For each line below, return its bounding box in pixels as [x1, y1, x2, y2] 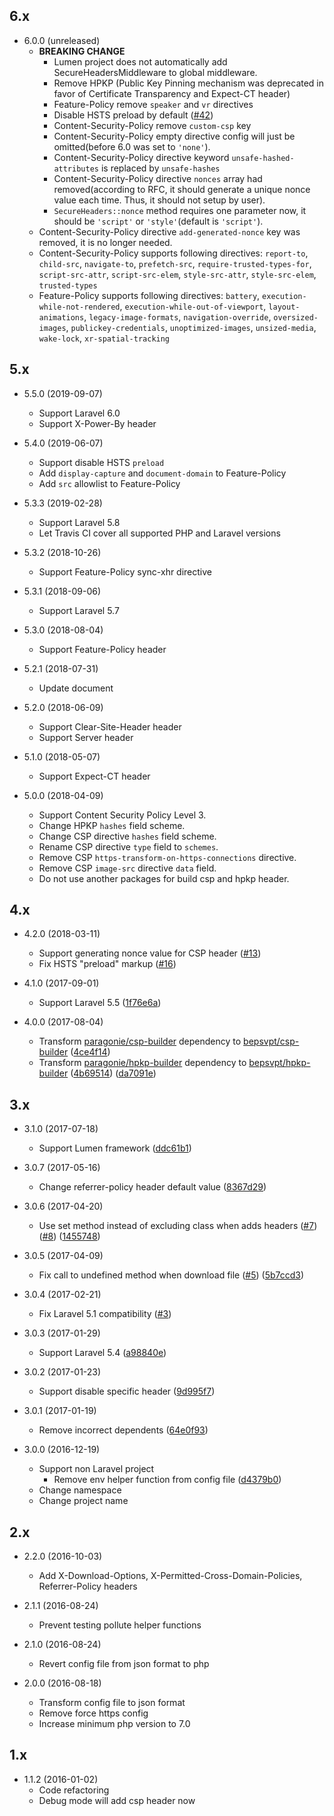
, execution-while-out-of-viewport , [119, 300, 267, 312]
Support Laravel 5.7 [38, 604, 120, 616]
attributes [53, 164, 99, 174]
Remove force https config [38, 1707, 149, 1719]
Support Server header [38, 731, 134, 743]
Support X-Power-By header [38, 417, 157, 429]
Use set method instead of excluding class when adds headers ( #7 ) [38, 1220, 318, 1232]
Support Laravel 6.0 [38, 407, 121, 419]
